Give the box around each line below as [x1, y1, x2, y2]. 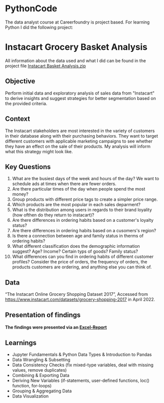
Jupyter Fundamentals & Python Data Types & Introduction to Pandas [12, 351, 152, 357]
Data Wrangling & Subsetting [12, 356, 70, 362]
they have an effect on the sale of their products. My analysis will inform [5, 143, 151, 149]
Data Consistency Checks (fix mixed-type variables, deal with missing [12, 362, 154, 368]
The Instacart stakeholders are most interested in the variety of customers [5, 128, 155, 134]
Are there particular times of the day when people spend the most [12, 186, 145, 192]
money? [12, 191, 28, 197]
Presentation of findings [5, 310, 81, 319]
